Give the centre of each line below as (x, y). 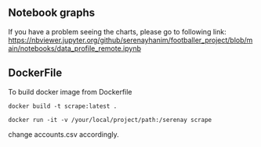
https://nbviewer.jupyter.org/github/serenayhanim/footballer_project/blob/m (130, 40)
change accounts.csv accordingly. (63, 134)
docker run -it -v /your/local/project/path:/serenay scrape (110, 120)
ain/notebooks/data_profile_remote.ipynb (75, 48)
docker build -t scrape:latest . (63, 106)
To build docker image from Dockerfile (70, 91)
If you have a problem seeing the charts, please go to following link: (117, 31)
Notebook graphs (52, 13)
